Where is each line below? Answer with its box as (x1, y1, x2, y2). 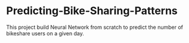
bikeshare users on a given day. (6, 29, 85, 37)
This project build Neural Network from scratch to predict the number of (6, 24, 184, 31)
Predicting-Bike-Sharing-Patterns (6, 4, 178, 18)
